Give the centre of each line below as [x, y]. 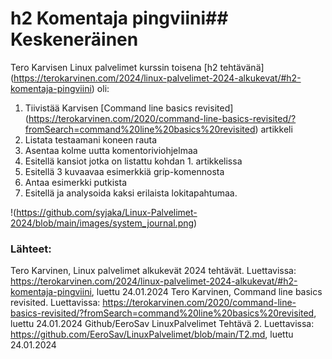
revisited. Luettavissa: [55, 303]
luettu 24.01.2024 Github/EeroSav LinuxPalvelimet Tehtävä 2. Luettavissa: [162, 324]
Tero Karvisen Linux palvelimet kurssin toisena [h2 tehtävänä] [137, 67]
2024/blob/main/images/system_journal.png [102, 223]
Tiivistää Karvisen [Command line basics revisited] [129, 108]
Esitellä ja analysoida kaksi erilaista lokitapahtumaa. [131, 193]
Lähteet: [31, 249]
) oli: [100, 88]
